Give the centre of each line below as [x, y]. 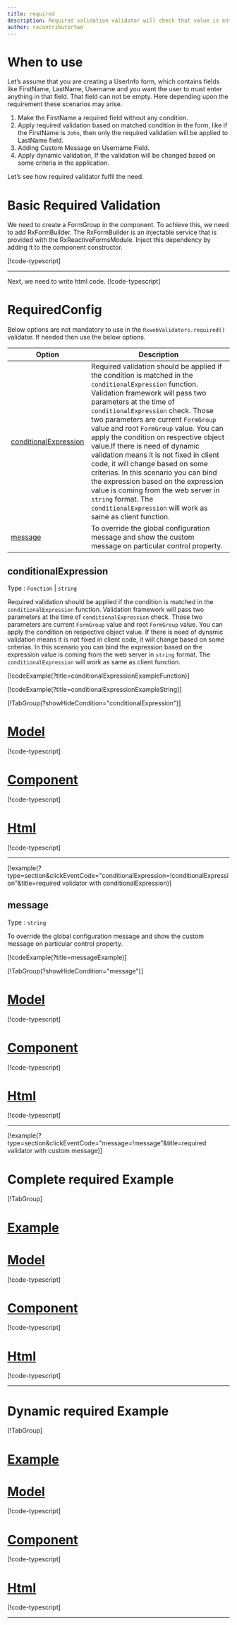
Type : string [27, 922]
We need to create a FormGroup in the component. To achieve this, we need [118, 225]
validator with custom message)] [55, 1151]
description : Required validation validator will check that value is [113, 21]
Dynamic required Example [88, 1411]
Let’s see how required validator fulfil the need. [76, 177]
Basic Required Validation [84, 205]
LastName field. [41, 140]
